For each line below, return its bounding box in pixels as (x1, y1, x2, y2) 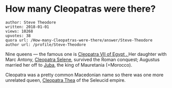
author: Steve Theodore (5, 20, 56, 25)
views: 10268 (5, 28, 33, 34)
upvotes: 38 (5, 33, 31, 38)
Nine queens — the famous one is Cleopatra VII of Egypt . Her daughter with (5, 51, 167, 57)
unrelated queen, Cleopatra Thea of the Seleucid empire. (5, 77, 126, 83)
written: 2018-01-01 (5, 24, 50, 30)
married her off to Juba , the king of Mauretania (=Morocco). (5, 62, 132, 68)
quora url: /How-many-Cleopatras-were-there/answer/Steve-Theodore (5, 38, 153, 43)
